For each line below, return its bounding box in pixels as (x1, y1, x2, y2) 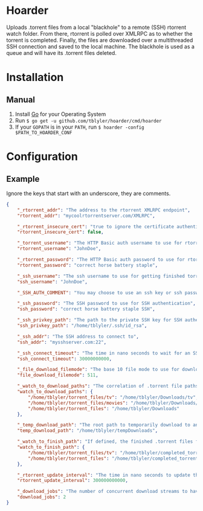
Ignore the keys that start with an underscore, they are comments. (6, 190, 171, 197)
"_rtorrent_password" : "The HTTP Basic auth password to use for (17, 257, 185, 263)
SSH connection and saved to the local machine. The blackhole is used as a (6, 43, 195, 50)
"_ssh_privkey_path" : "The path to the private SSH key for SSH (17, 317, 182, 323)
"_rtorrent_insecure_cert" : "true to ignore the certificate (17, 223, 174, 230)
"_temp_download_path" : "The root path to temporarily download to (17, 422, 190, 428)
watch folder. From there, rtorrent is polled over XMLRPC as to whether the (6, 30, 193, 37)
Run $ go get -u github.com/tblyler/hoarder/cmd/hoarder (14, 117, 162, 124)
